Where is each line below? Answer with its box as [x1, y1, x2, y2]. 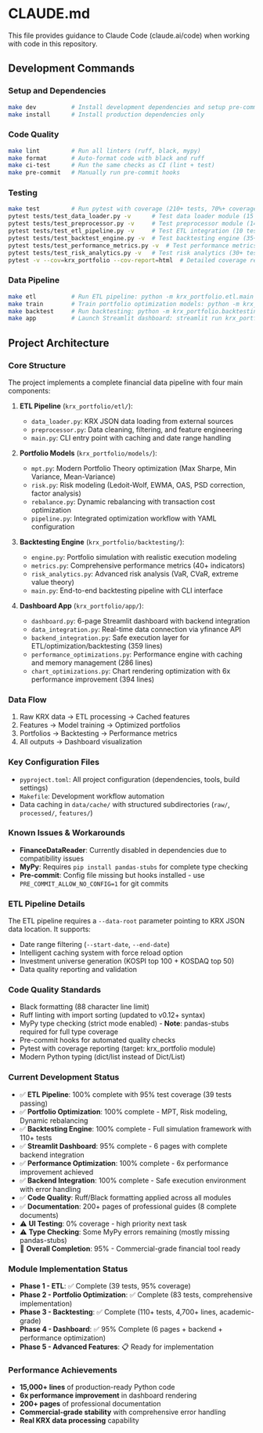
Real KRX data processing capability [19, 1416, 139, 1425]
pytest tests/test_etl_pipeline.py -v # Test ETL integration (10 [8, 227, 243, 236]
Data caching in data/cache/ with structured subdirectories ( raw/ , [19, 799, 231, 809]
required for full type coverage [19, 1027, 119, 1036]
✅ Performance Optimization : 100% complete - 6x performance [19, 1158, 229, 1168]
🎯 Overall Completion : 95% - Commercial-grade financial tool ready [19, 1244, 241, 1253]
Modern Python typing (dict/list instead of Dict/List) [19, 1052, 186, 1062]
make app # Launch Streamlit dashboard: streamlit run [8, 315, 222, 323]
